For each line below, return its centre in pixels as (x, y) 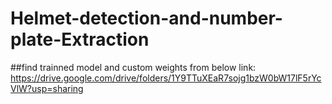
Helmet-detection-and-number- (146, 18)
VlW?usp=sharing (47, 88)
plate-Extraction (80, 39)
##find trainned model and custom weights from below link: (133, 67)
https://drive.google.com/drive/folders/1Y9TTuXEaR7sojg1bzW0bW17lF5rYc (166, 78)
